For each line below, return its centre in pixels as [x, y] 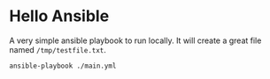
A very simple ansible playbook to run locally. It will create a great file [135, 40]
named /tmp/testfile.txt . [58, 49]
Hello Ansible [59, 16]
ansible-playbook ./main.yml [63, 66]
